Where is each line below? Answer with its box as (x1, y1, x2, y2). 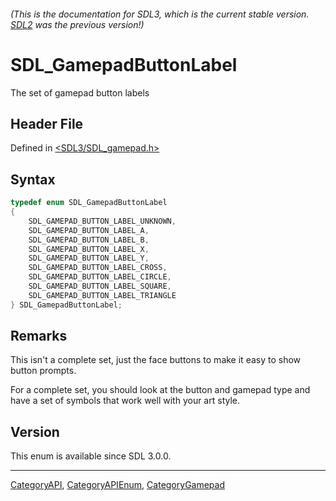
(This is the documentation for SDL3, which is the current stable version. (10, 8, 310, 20)
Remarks (10, 328, 68, 345)
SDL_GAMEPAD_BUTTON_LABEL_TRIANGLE (28, 290, 177, 300)
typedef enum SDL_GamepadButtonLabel (10, 198, 168, 208)
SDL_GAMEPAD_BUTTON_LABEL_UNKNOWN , (28, 216, 177, 226)
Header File (10, 115, 84, 132)
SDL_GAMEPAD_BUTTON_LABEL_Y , (28, 253, 150, 264)
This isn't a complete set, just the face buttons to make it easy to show (10, 354, 302, 366)
